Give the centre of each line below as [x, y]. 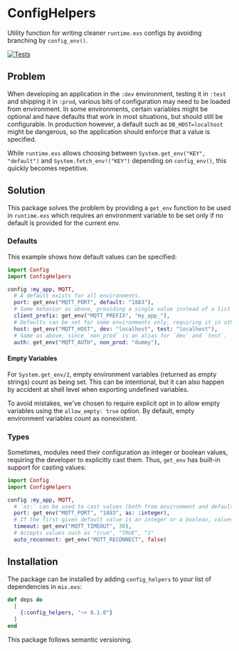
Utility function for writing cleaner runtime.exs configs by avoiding [105, 33]
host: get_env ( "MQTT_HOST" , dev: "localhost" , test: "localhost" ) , [116, 329]
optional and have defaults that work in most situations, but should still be [115, 116]
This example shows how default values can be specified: [92, 256]
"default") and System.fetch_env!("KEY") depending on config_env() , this [117, 160]
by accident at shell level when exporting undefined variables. [98, 389]
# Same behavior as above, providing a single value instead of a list [122, 309]
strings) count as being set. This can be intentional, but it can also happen [116, 382]
